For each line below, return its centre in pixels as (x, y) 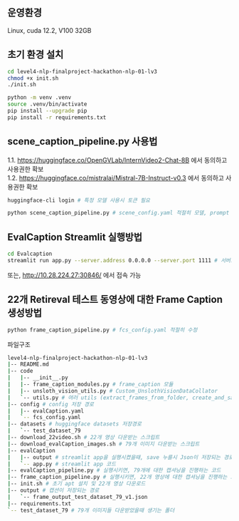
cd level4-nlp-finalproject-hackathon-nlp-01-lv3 (83, 71)
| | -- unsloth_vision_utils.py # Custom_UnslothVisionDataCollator (113, 391)
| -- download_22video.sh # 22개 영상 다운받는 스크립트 (84, 438)
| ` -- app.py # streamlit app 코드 (62, 464)
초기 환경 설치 (36, 55)
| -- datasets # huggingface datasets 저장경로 (75, 424)
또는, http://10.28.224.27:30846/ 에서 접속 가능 (74, 275)
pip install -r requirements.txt (57, 117)
